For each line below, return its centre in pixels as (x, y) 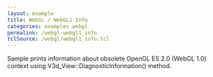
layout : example (30, 13)
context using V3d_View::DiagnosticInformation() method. (89, 66)
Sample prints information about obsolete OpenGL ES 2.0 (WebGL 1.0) (107, 58)
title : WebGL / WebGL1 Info (48, 20)
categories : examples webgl (48, 26)
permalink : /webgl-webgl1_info (52, 33)
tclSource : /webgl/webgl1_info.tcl (58, 39)
